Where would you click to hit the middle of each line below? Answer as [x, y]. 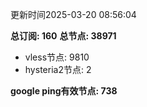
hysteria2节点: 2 [58, 69]
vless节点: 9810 [57, 57]
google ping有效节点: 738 [64, 91]
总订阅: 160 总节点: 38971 [63, 36]
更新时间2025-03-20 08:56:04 [73, 14]
